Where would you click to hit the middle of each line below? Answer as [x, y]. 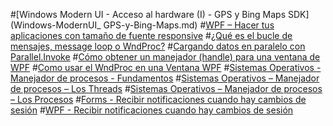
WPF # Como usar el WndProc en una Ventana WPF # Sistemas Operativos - [166, 67]
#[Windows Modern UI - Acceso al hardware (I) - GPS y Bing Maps [148, 14]
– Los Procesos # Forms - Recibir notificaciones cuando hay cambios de [158, 99]
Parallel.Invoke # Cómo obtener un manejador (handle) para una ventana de [165, 57]
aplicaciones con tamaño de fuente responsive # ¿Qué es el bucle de [151, 35]
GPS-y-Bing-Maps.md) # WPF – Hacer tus [189, 25]
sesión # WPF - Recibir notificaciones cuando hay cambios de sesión [152, 110]
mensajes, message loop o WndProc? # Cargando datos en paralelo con [158, 46]
